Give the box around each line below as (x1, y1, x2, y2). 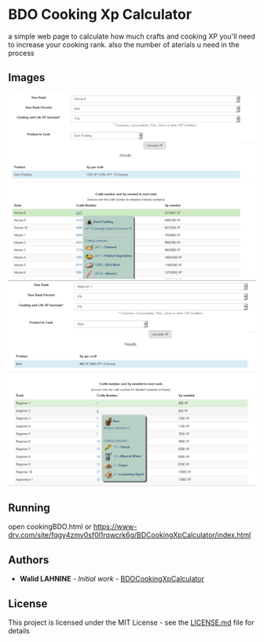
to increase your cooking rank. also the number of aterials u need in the (8, 39, 240, 49)
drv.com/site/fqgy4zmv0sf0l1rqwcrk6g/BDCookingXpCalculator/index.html (8, 530, 251, 540)
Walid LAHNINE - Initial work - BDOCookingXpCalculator (19, 574, 204, 584)
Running (8, 501, 51, 515)
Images (8, 71, 46, 84)
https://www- (93, 522, 137, 532)
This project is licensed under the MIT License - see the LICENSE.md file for (8, 618, 255, 627)
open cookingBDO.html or (8, 522, 92, 532)
